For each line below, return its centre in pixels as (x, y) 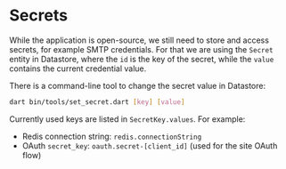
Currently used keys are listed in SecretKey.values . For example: (127, 119)
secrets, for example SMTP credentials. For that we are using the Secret (141, 49)
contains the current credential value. (78, 68)
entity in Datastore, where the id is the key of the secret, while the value (142, 59)
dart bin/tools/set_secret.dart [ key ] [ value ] (97, 102)
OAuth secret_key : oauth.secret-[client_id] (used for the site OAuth (150, 145)
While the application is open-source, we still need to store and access (139, 40)
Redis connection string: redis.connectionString (112, 136)
